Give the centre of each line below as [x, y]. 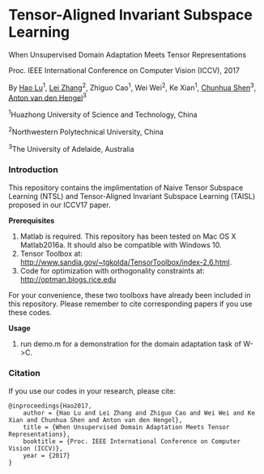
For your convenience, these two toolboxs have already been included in [130, 295]
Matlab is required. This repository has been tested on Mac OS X [128, 236]
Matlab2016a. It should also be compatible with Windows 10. [121, 244]
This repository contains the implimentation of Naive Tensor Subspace [126, 187]
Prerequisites [32, 220]
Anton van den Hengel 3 [47, 97]
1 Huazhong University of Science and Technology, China [103, 114]
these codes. [30, 312]
